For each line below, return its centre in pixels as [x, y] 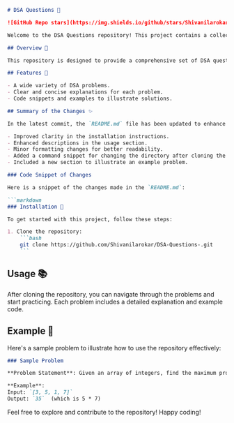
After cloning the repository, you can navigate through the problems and [111, 294]
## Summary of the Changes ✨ [50, 111]
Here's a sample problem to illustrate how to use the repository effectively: [114, 348]
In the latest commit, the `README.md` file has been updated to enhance [117, 124]
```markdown [24, 200]
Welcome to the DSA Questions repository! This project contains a [107, 35]
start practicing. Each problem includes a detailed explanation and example [115, 302]
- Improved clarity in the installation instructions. [88, 136]
